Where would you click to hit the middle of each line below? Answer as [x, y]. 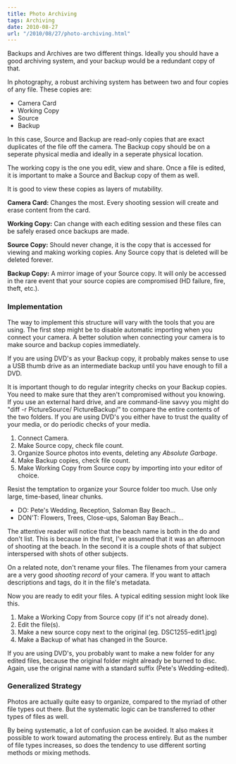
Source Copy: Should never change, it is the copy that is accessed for [109, 245]
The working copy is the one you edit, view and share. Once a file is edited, [117, 168]
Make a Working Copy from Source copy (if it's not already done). [113, 617]
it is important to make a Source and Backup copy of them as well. [103, 175]
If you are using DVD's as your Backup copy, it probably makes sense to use [118, 358]
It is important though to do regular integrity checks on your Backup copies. [117, 387]
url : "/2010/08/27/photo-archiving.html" [69, 33]
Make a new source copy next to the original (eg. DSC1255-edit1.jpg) [117, 632]
